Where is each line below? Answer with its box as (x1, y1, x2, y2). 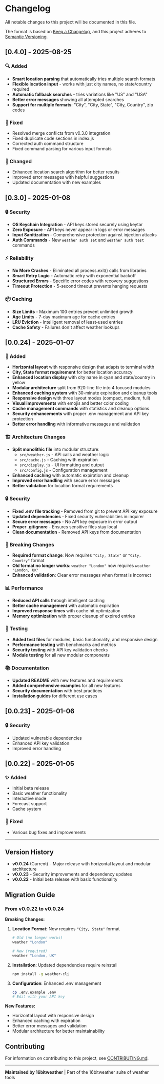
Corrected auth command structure (12, 140, 84, 146)
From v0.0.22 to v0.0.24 (5, 905, 64, 912)
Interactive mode (12, 795, 46, 801)
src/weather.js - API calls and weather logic (19, 452, 109, 458)
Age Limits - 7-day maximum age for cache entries (12, 313, 116, 320)
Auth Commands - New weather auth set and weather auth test (12, 237, 144, 243)
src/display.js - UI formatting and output (19, 462, 104, 468)
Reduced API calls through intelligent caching (12, 598, 105, 604)
